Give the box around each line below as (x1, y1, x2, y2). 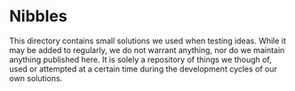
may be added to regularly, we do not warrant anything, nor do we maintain (9, 44, 285, 55)
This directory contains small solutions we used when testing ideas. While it (9, 35, 287, 46)
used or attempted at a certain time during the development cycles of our (9, 64, 278, 74)
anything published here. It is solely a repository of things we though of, (9, 54, 273, 64)
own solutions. (9, 72, 63, 83)
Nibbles (9, 6, 68, 27)
